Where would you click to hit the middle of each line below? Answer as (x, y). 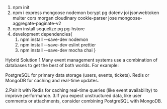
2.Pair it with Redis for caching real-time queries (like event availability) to (81, 90)
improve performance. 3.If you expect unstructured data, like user (73, 96)
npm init (21, 7)
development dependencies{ (43, 34)
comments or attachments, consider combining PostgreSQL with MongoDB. (84, 101)
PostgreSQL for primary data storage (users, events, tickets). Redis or (77, 75)
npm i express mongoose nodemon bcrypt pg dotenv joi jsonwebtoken (86, 13)
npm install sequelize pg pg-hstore (49, 29)
